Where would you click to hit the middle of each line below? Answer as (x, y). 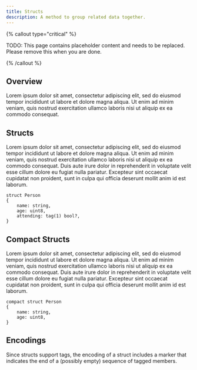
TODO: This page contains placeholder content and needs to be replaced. (96, 45)
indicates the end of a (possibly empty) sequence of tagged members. (92, 361)
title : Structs (25, 11)
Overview (24, 81)
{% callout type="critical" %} (41, 34)
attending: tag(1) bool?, (49, 216)
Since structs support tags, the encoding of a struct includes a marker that (96, 355)
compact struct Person (34, 302)
